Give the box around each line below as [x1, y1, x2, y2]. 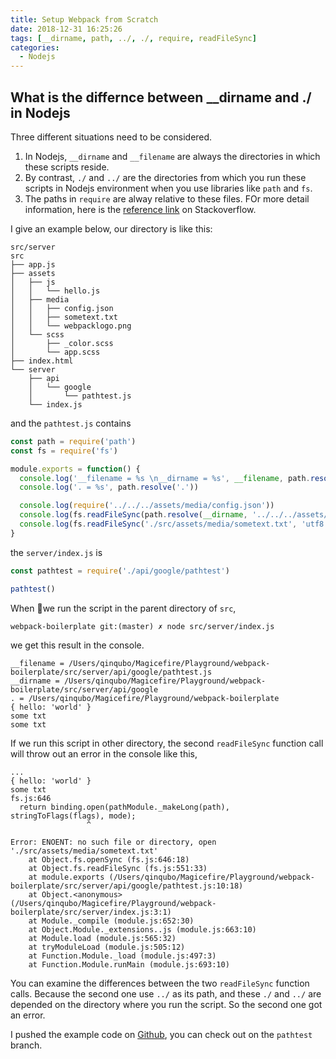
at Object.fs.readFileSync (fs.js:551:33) [28, 863, 208, 873]
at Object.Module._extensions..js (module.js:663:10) [28, 924, 257, 935]
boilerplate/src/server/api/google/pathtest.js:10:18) [10, 881, 244, 891]
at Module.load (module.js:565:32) [28, 933, 177, 943]
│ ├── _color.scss [10, 338, 114, 348]
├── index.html [10, 356, 74, 366]
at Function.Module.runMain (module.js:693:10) [28, 959, 230, 970]
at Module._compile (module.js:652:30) [28, 916, 195, 926]
